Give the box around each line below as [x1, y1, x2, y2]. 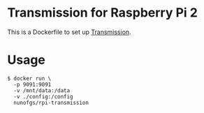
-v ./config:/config [13, 93, 73, 100]
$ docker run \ [7, 75, 52, 82]
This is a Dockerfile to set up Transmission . [7, 28, 131, 36]
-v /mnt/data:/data [13, 87, 71, 94]
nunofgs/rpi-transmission [13, 99, 89, 106]
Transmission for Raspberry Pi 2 [7, 5, 198, 21]
